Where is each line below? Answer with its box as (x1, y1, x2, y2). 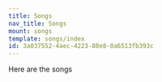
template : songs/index (8, 34, 85, 43)
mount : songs (8, 27, 53, 35)
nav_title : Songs (8, 19, 67, 28)
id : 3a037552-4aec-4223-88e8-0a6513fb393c (8, 42, 154, 50)
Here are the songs (8, 64, 73, 74)
